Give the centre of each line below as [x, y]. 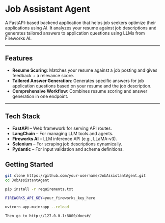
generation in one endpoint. [40, 96]
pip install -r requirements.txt [39, 189]
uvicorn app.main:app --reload [37, 207]
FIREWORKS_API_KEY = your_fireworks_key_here [50, 198]
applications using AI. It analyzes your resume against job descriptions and [81, 28]
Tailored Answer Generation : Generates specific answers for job [78, 81]
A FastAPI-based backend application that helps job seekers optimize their [81, 23]
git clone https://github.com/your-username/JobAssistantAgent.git [76, 176]
